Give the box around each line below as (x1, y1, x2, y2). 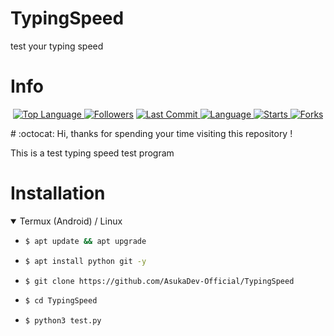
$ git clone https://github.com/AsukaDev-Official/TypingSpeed (24, 276, 295, 286)
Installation (10, 182, 106, 205)
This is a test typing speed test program (10, 147, 175, 159)
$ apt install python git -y (24, 256, 147, 266)
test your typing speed (10, 40, 104, 52)
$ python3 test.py (24, 316, 102, 326)
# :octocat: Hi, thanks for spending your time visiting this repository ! (10, 127, 293, 139)
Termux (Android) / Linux (19, 215, 123, 227)
